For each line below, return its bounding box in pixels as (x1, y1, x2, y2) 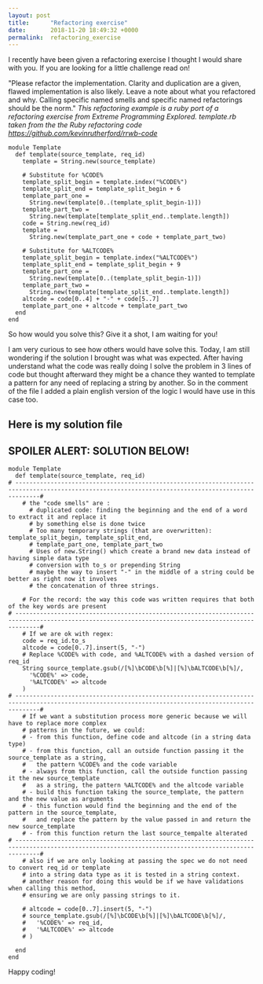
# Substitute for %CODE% (22, 171, 104, 179)
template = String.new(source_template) (22, 158, 156, 166)
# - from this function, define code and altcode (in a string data (22, 733, 251, 741)
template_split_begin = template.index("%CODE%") (22, 178, 188, 186)
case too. (8, 395, 38, 405)
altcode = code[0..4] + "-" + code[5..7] (22, 296, 159, 303)
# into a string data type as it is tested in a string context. (22, 871, 241, 879)
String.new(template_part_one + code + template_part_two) (28, 233, 226, 241)
